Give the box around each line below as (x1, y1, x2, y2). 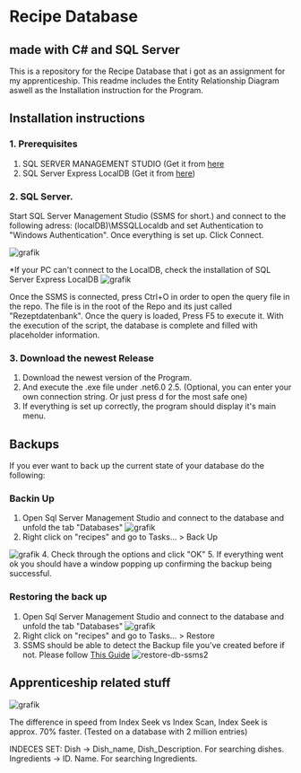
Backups (9, 436, 60, 452)
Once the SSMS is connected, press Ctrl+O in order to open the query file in (9, 291, 290, 302)
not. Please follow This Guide (21, 649, 131, 660)
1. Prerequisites (9, 137, 78, 150)
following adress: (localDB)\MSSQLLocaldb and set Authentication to (9, 220, 264, 231)
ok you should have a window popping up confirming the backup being (9, 558, 272, 569)
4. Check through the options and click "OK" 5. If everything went (41, 549, 284, 560)
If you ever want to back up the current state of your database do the (9, 461, 264, 471)
